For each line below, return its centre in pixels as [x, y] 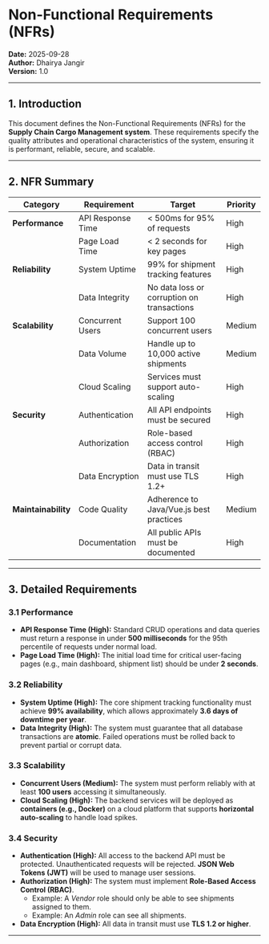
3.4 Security [33, 838]
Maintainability [42, 509]
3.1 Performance [41, 612]
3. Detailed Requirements [73, 589]
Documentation [108, 542]
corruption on [173, 297]
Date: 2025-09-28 [39, 54]
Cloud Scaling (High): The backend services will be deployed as [126, 800]
